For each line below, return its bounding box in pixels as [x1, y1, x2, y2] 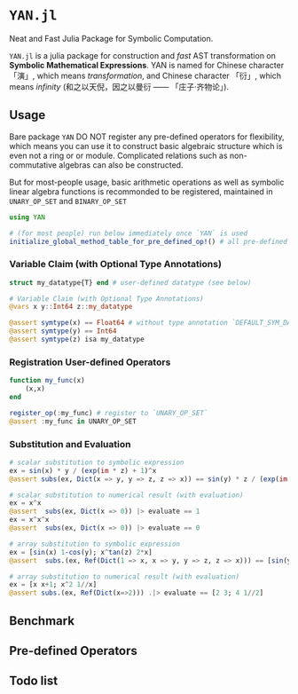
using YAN [9, 212, 46, 222]
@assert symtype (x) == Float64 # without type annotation [9, 319, 228, 327]
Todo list [9, 674, 59, 689]
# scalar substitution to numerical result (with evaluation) [9, 491, 244, 500]
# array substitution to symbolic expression [9, 540, 180, 548]
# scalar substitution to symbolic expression [9, 458, 184, 467]
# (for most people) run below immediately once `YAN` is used [9, 229, 248, 238]
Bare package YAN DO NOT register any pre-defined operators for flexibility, [9, 131, 285, 142]
